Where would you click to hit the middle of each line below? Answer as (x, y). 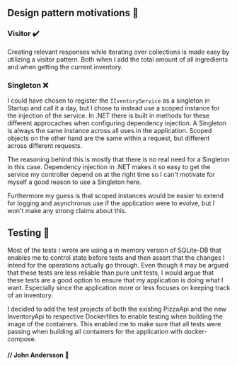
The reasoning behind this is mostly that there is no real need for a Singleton (118, 159)
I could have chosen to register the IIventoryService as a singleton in (109, 101)
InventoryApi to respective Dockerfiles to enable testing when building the (115, 316)
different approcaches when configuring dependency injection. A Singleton (117, 123)
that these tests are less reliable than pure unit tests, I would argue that (111, 273)
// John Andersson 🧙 (38, 355)
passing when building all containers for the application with (95, 331)
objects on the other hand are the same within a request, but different (109, 138)
